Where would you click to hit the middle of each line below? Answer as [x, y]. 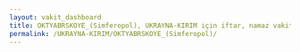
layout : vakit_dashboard [55, 17]
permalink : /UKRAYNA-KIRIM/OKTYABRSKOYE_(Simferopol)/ [113, 33]
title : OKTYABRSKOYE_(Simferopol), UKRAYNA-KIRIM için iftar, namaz [139, 26]
